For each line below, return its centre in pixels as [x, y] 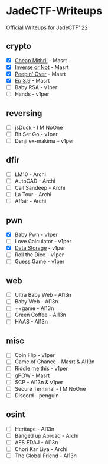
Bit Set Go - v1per [36, 134]
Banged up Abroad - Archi [47, 435]
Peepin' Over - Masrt [40, 74]
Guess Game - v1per [40, 261]
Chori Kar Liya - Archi [41, 449]
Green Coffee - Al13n [40, 315]
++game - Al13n [34, 308]
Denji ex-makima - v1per [44, 141]
